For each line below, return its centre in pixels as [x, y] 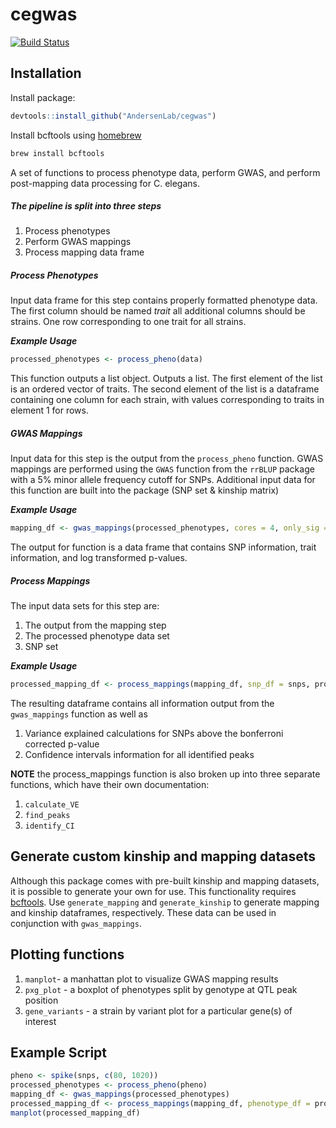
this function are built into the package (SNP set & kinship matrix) [145, 490]
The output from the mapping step [95, 625]
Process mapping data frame [84, 252]
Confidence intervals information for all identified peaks [139, 754]
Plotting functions [67, 954]
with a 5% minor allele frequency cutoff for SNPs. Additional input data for [163, 480]
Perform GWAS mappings [78, 242]
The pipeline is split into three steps [86, 206]
